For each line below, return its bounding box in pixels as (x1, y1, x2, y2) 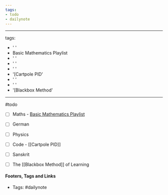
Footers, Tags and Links (5, 173, 56, 179)
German (12, 121, 29, 127)
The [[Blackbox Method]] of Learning (12, 161, 89, 167)
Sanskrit (12, 151, 30, 157)
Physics (12, 131, 29, 137)
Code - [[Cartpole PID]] (12, 141, 61, 147)
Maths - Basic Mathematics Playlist (12, 111, 85, 117)
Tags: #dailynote (12, 184, 47, 190)
